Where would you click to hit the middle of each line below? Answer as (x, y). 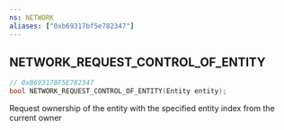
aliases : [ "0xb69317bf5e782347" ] (72, 26)
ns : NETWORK (31, 17)
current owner (36, 118)
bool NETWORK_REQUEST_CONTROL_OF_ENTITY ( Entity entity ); (118, 91)
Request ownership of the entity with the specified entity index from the (142, 108)
